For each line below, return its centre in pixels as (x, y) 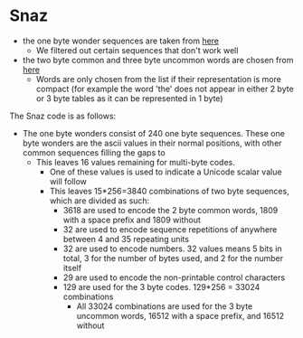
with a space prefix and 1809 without (132, 220)
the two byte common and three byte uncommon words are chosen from (158, 60)
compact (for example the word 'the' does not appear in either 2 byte (165, 89)
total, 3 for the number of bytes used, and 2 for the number (173, 258)
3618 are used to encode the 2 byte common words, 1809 (170, 210)
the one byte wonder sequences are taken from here (121, 41)
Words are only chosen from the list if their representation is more (159, 79)
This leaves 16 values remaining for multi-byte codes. (135, 162)
